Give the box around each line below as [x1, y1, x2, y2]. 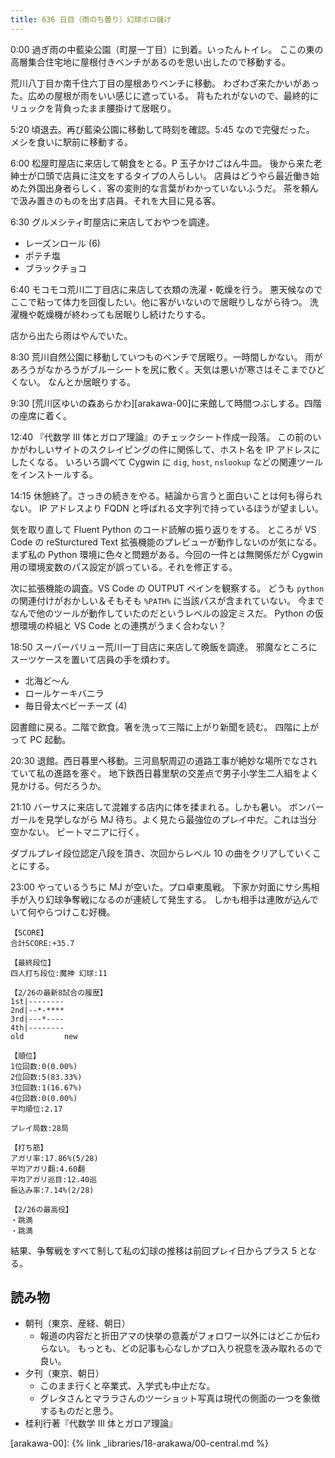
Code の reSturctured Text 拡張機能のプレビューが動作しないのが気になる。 [10, 536, 323, 548]
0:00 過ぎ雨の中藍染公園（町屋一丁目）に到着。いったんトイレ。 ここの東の [10, 43, 324, 55]
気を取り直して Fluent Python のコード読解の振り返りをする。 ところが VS [10, 523, 317, 535]
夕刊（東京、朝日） [24, 1367, 105, 1380]
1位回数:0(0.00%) [10, 1061, 78, 1071]
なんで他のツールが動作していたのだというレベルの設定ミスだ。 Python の [10, 607, 315, 619]
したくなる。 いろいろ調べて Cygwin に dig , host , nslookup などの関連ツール [10, 456, 324, 468]
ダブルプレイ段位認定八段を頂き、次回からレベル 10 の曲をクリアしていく [10, 847, 313, 859]
